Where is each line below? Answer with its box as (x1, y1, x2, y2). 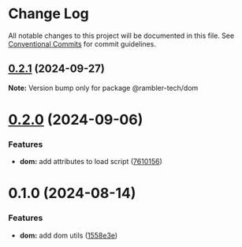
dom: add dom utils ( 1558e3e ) (19, 230, 118, 240)
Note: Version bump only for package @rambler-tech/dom (8, 83, 199, 92)
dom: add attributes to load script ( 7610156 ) (19, 157, 163, 167)
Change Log (8, 5, 89, 23)
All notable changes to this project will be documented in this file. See (8, 31, 235, 40)
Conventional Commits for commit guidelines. (8, 39, 156, 48)
